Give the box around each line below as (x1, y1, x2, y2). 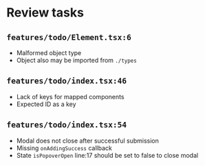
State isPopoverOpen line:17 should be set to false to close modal (16, 151, 199, 159)
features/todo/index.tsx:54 (6, 120, 127, 130)
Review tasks (6, 5, 84, 21)
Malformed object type (16, 49, 82, 56)
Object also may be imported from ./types (16, 56, 137, 64)
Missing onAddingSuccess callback (16, 143, 113, 152)
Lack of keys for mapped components (16, 92, 125, 101)
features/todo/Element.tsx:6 (6, 32, 132, 42)
